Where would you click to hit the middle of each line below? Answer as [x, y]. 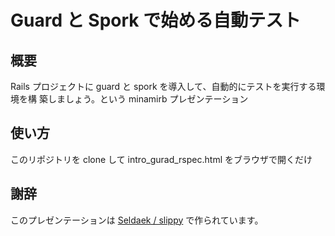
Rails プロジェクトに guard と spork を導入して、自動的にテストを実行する [163, 86]
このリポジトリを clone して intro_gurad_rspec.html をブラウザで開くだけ [161, 159]
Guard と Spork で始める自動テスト [156, 20]
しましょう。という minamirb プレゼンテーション [148, 99]
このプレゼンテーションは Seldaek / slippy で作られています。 [137, 220]
